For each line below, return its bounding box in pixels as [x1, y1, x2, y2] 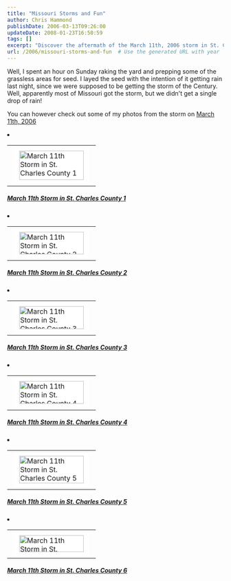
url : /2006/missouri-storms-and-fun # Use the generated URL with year [7, 49, 220, 56]
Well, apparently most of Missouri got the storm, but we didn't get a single [7, 89, 217, 97]
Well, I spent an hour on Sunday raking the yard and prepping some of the [7, 67, 217, 76]
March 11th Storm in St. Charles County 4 [7, 418, 128, 426]
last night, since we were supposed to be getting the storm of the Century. [7, 82, 218, 90]
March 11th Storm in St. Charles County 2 [7, 269, 127, 277]
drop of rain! [7, 96, 43, 105]
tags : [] [7, 36, 32, 43]
